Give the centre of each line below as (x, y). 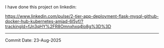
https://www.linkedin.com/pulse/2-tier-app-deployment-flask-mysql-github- (82, 16)
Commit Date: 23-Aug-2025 (33, 40)
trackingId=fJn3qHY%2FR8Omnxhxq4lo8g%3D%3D (58, 26)
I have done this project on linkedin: (41, 7)
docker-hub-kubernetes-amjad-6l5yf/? (44, 21)
